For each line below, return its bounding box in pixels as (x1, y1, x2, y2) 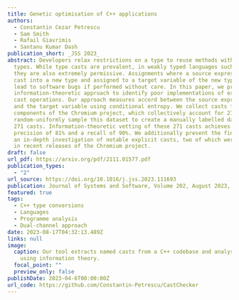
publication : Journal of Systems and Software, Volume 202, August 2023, (7, 182, 231, 189)
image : (7, 242, 27, 249)
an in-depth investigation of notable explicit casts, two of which (14, 136, 221, 143)
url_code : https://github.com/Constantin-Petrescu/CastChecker (7, 282, 199, 289)
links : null (7, 235, 43, 242)
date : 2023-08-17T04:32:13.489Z (7, 228, 103, 235)
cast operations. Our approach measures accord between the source (14, 97, 218, 104)
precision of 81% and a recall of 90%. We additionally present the (14, 129, 221, 136)
